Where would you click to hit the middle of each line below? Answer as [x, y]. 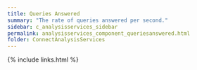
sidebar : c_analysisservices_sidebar [63, 27]
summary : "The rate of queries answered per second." [88, 20]
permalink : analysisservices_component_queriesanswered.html [99, 33]
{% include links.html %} [43, 59]
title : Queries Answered [44, 14]
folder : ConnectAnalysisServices [56, 40]
